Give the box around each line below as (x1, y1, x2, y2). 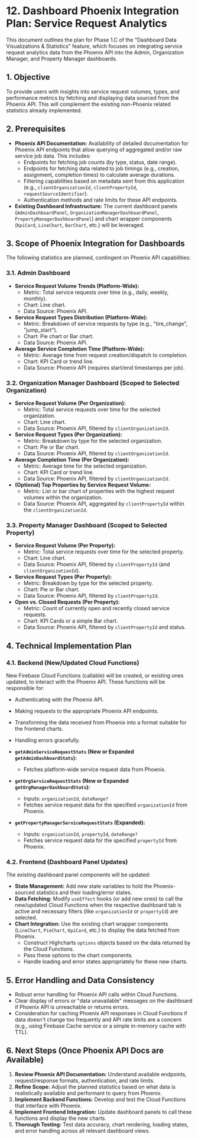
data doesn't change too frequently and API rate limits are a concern (14, 1016, 182, 1024)
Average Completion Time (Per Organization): (14, 456, 130, 463)
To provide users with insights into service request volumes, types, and (6, 88, 180, 95)
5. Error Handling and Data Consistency (6, 975, 155, 985)
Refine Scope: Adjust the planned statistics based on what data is (14, 1083, 176, 1090)
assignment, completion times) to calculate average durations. (23, 171, 176, 178)
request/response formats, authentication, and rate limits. (14, 1077, 155, 1084)
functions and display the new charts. (14, 1115, 106, 1122)
